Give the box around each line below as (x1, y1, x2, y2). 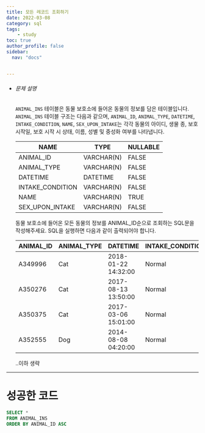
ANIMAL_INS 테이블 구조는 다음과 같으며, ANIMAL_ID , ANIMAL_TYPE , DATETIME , (15, 113, 195, 120)
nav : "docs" (12, 54, 43, 61)
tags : (6, 26, 20, 32)
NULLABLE (128, 142, 160, 151)
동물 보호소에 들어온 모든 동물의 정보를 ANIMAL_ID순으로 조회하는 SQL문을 (15, 219, 195, 226)
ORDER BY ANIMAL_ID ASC (6, 421, 67, 427)
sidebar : (6, 49, 29, 55)
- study (17, 32, 37, 38)
